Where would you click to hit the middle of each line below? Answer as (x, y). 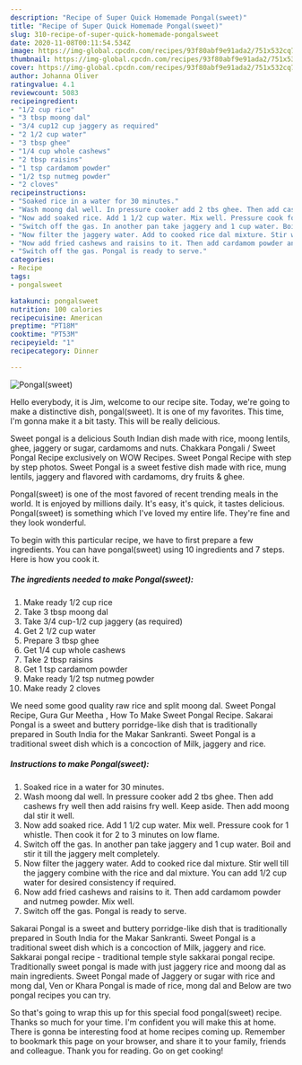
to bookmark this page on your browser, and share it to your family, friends (148, 1041)
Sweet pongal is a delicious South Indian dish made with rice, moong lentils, (150, 438)
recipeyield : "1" (43, 343)
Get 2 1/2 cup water (60, 630)
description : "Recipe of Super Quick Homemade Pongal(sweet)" (129, 18)
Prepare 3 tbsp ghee (61, 640)
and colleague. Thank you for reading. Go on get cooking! (117, 1051)
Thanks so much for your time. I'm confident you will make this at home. (143, 1022)
